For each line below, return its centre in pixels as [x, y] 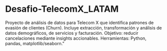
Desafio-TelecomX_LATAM [62, 9]
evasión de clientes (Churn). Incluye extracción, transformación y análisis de [83, 27]
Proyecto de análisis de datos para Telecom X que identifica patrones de [80, 23]
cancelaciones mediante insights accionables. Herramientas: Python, [76, 38]
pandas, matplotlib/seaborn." [35, 43]
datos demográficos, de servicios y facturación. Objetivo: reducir [72, 33]
